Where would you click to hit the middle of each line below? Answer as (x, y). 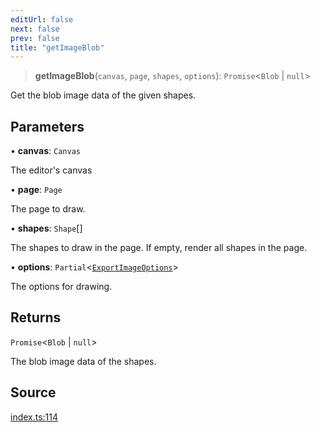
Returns (36, 317)
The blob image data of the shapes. (83, 361)
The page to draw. (48, 209)
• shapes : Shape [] (46, 228)
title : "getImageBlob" (57, 47)
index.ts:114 (34, 417)
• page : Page (36, 190)
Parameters (47, 126)
